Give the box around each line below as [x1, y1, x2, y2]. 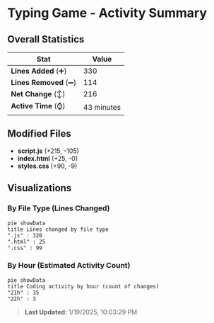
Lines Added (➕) [11, 66, 67, 76]
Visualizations [7, 182, 72, 194]
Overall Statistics [7, 33, 85, 45]
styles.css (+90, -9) [17, 161, 78, 170]
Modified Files [7, 127, 72, 140]
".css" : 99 [7, 244, 42, 251]
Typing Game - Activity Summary [7, 5, 207, 21]
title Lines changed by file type [7, 225, 109, 233]
